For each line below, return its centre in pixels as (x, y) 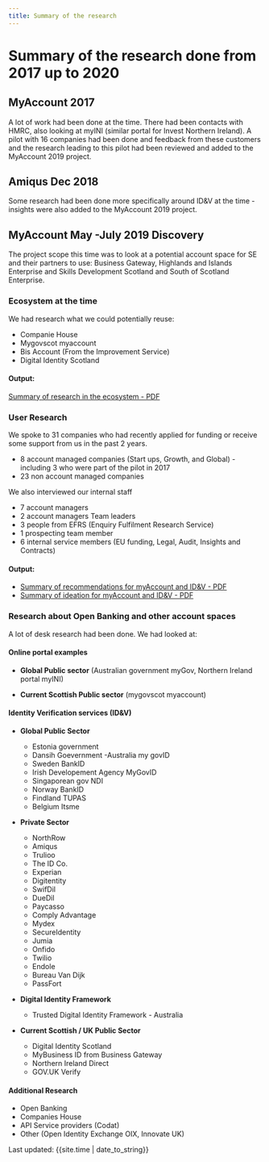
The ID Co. (50, 863)
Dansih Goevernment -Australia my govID (101, 754)
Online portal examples (48, 652)
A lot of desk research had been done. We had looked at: (103, 633)
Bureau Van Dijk (59, 975)
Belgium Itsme (56, 806)
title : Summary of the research (62, 16)
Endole (43, 966)
